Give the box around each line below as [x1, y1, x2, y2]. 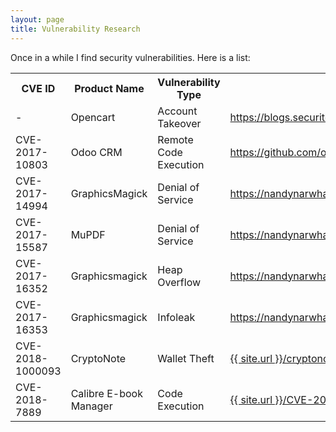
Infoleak [157, 310, 196, 324]
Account [157, 104, 198, 118]
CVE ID [21, 81, 56, 95]
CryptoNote [70, 351, 127, 365]
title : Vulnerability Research [10, 24, 141, 34]
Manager [70, 399, 113, 413]
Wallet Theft [157, 351, 215, 365]
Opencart [70, 110, 116, 124]
